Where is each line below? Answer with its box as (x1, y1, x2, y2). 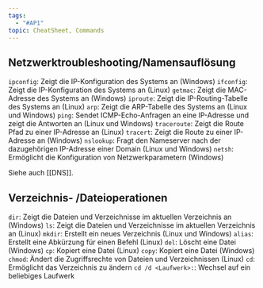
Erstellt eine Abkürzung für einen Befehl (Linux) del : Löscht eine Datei (8, 237, 236, 247)
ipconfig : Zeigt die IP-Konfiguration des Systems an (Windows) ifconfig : (8, 77, 248, 86)
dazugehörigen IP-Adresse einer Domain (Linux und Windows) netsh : (8, 144, 234, 154)
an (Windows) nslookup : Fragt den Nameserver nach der (36, 136, 222, 145)
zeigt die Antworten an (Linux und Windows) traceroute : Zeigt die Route (8, 119, 244, 129)
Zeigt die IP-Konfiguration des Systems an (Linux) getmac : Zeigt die (8, 85, 227, 95)
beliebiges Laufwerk (8, 271, 75, 280)
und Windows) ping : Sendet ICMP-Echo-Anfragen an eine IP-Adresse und (8, 110, 250, 120)
